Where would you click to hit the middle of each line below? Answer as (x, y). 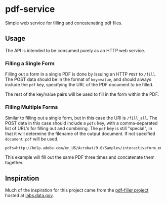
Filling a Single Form (30, 63)
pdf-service (30, 9)
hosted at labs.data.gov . (30, 196)
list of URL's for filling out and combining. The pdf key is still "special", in (79, 129)
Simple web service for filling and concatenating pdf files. (64, 23)
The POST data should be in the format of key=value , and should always (78, 79)
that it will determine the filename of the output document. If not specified (80, 134)
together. (14, 163)
